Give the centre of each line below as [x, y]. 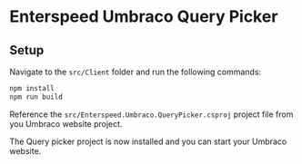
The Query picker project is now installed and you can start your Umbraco [148, 141]
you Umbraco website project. [66, 123]
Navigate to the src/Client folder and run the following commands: [136, 72]
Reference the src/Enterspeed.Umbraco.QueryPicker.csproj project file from [151, 114]
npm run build [36, 97]
